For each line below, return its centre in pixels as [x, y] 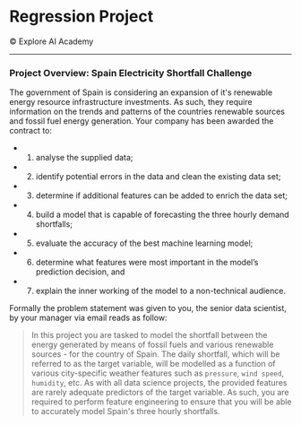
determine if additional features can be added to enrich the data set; [162, 195]
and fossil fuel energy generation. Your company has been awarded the [142, 121]
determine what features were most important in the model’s [147, 263]
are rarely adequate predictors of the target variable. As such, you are [160, 393]
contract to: [30, 131]
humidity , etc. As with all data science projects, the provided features [159, 383]
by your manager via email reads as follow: [88, 318]
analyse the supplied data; [84, 158]
